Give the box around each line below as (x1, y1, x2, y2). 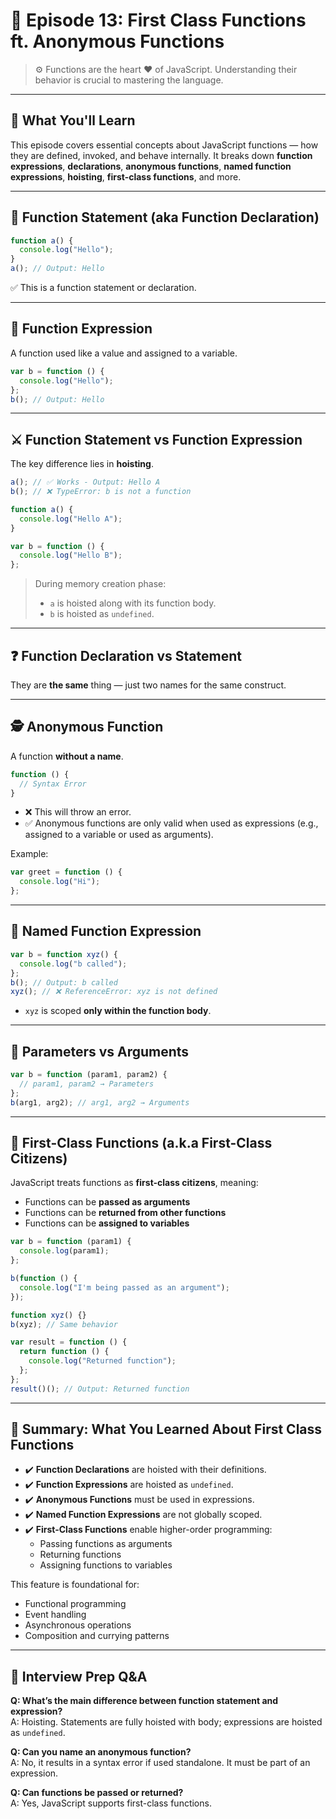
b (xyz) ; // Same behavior (10, 1319, 118, 1329)
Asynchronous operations (24, 1619, 132, 1631)
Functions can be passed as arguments (24, 1196, 191, 1208)
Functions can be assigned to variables (24, 1217, 190, 1229)
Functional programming (24, 1598, 127, 1610)
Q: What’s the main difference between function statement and (10, 1695, 279, 1707)
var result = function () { (10, 1337, 128, 1348)
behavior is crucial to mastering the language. (34, 74, 224, 86)
